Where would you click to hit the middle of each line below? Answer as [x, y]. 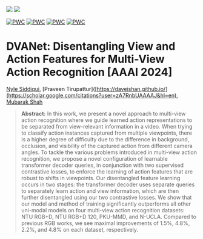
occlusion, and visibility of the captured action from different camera [107, 146]
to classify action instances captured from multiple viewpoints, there [107, 133]
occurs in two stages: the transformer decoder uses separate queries [108, 184]
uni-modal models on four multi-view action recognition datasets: [103, 210]
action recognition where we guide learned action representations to [107, 120]
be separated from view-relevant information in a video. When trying [107, 126]
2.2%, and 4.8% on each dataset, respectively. [79, 229]
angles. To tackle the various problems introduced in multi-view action [109, 152]
